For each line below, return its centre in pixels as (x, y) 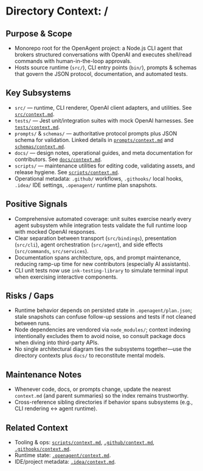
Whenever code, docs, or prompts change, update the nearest (93, 389)
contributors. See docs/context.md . (58, 159)
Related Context (37, 428)
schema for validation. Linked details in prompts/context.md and (94, 140)
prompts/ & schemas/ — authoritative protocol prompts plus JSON (96, 133)
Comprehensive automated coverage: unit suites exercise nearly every (103, 219)
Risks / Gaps (30, 296)
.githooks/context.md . (43, 449)
